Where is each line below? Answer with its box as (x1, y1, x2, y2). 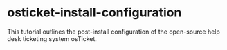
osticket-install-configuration (7, 5, 182, 21)
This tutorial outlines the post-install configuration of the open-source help (7, 27, 220, 36)
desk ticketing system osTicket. (7, 34, 97, 42)
